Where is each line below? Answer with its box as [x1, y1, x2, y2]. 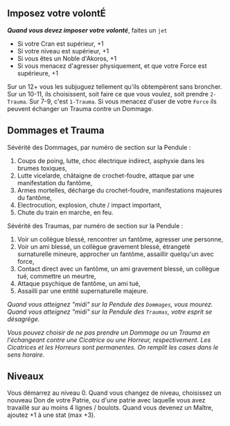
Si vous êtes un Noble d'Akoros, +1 [17, 54, 117, 62]
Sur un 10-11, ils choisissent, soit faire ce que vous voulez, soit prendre [7, 90, 209, 98]
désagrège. [7, 314, 40, 323]
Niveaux [7, 370, 44, 382]
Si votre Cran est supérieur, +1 [17, 40, 104, 48]
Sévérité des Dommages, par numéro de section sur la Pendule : [7, 143, 191, 151]
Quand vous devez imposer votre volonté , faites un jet [7, 26, 168, 34]
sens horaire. [7, 350, 45, 359]
